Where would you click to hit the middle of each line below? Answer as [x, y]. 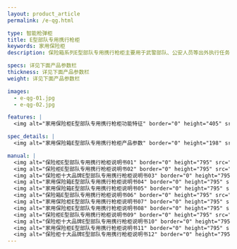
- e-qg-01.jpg [34, 98]
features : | [25, 117]
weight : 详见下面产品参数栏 [44, 78]
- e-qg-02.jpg [34, 104]
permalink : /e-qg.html [41, 20]
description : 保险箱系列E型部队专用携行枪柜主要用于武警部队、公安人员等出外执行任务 [119, 53]
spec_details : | [31, 137]
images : [19, 91]
